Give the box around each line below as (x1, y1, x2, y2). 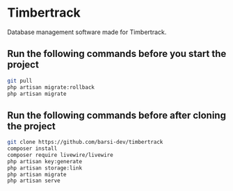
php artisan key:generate (7, 158, 82, 165)
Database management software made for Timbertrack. (7, 28, 167, 36)
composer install (7, 145, 58, 152)
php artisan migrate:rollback (7, 83, 95, 91)
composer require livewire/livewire (7, 151, 113, 158)
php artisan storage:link (7, 165, 82, 172)
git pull (7, 77, 33, 84)
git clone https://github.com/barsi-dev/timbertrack (7, 139, 163, 146)
